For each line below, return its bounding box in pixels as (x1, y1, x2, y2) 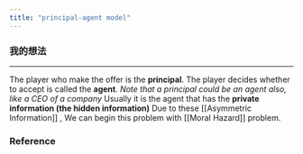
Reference (9, 134, 56, 147)
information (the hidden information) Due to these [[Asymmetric (9, 103, 252, 113)
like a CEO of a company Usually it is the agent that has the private (9, 93, 260, 104)
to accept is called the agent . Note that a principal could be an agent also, (9, 83, 287, 95)
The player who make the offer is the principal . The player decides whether (9, 74, 290, 85)
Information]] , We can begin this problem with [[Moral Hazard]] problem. (9, 112, 281, 122)
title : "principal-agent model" (9, 13, 131, 23)
